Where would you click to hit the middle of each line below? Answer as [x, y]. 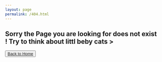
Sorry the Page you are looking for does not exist [81, 34]
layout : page [18, 10]
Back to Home [20, 54]
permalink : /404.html [27, 14]
